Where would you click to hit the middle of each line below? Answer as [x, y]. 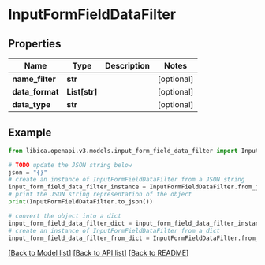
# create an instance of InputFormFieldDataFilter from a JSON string [127, 180]
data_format [35, 92]
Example [30, 133]
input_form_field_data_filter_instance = [77, 187]
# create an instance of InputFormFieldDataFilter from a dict [114, 230]
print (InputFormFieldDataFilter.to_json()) [81, 202]
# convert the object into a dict [65, 216]
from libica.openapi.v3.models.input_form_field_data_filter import [123, 151]
